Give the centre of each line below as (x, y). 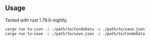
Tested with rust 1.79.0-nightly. (37, 20)
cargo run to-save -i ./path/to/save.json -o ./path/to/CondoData (75, 34)
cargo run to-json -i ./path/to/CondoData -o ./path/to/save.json (75, 29)
